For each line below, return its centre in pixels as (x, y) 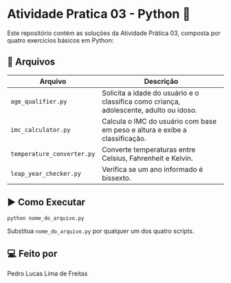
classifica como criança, (141, 101)
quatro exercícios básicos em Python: (60, 40)
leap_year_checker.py (46, 173)
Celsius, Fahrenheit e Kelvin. (148, 158)
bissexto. (117, 178)
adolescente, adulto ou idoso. (150, 110)
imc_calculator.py (41, 129)
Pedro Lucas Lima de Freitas (47, 273)
